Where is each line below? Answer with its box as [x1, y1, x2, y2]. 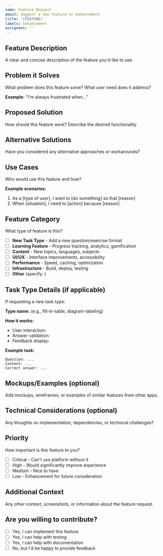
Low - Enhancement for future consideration [12, 473, 102, 479]
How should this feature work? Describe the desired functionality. [5, 121, 138, 127]
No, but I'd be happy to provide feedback [12, 545, 96, 551]
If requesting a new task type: [5, 299, 65, 305]
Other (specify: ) [12, 271, 47, 277]
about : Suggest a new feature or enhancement [5, 12, 100, 17]
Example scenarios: [5, 186, 47, 192]
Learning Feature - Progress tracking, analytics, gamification [12, 243, 136, 249]
